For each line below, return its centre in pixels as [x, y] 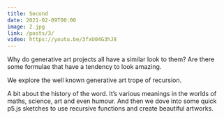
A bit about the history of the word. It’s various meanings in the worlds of [112, 94]
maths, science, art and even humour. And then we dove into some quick [112, 101]
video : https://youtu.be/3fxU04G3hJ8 [62, 40]
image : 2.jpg [26, 26]
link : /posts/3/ [31, 33]
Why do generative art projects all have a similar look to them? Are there [111, 59]
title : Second [28, 14]
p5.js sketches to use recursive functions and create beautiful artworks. [111, 109]
